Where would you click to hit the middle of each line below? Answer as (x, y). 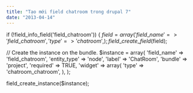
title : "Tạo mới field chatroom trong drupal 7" (69, 12)
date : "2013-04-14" (31, 17)
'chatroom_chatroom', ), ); (38, 71)
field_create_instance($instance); (48, 83)
